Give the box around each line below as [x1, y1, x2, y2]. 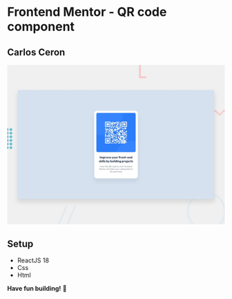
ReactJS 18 [17, 256, 50, 264]
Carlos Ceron [7, 46, 66, 58]
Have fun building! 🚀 [7, 284, 67, 292]
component [7, 19, 75, 35]
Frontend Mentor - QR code [7, 4, 167, 20]
